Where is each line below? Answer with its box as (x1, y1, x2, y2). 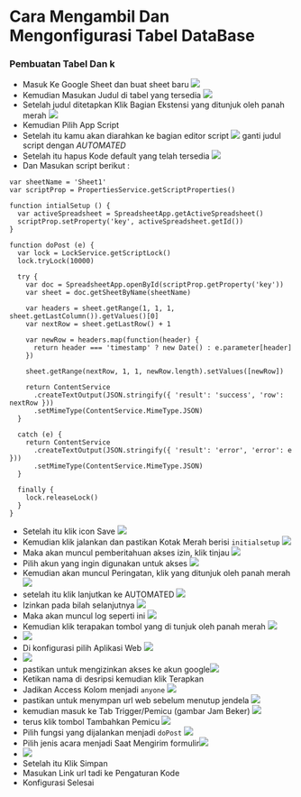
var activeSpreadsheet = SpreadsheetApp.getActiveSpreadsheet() (17, 209, 264, 218)
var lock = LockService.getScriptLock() (17, 249, 171, 258)
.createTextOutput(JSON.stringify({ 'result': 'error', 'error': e (32, 446, 293, 455)
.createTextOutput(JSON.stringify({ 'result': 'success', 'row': (32, 390, 284, 400)
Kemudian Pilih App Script (22, 120, 120, 131)
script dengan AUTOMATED (22, 140, 126, 151)
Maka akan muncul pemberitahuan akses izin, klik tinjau (22, 547, 230, 558)
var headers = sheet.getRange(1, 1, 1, (25, 304, 176, 313)
